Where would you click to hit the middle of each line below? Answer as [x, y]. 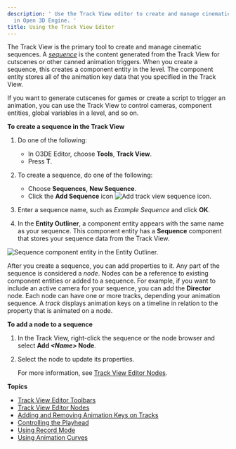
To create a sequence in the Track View [66, 127]
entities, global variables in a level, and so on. [73, 113]
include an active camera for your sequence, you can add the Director [109, 288]
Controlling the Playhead [53, 423]
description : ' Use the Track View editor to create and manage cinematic [119, 14]
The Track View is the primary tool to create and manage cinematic [104, 47]
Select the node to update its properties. [76, 359]
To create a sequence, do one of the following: [85, 175]
